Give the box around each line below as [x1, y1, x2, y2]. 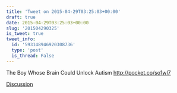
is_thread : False [11, 53, 55, 59]
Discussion [6, 81, 33, 88]
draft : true [6, 14, 36, 20]
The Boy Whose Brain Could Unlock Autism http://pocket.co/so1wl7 [6, 69, 171, 76]
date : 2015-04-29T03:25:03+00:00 [6, 20, 89, 25]
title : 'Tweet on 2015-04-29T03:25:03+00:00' [6, 8, 121, 15]
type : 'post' [11, 47, 44, 53]
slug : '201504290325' [6, 25, 60, 31]
